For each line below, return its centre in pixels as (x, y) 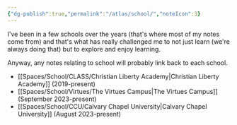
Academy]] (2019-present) (56, 84)
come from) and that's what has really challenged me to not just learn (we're (119, 41)
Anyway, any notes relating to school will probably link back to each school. (117, 63)
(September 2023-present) (57, 99)
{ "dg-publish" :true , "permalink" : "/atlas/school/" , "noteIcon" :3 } (104, 14)
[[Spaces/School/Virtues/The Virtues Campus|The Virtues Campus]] (117, 91)
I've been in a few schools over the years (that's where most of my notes (114, 34)
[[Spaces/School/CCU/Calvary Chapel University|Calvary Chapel (112, 106)
